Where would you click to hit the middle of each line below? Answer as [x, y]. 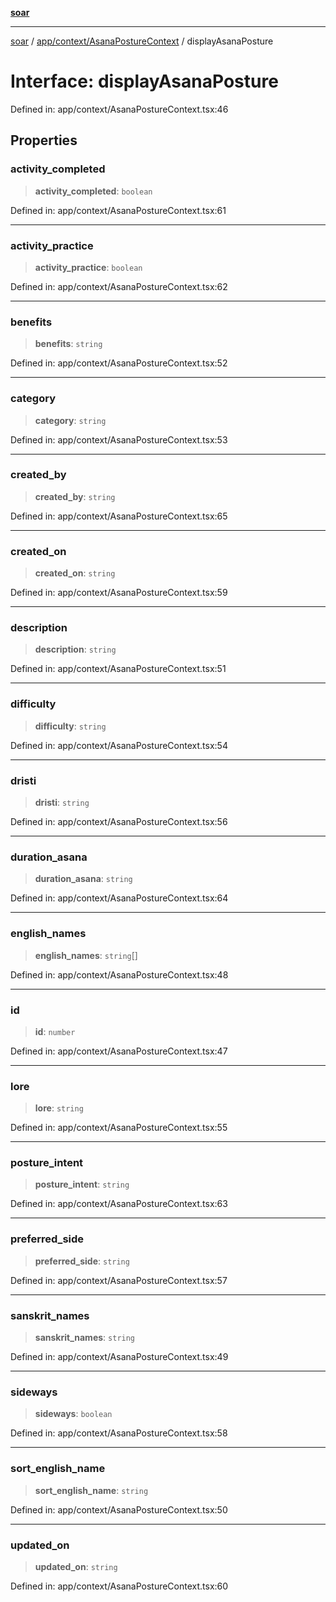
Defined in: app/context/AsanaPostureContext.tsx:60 [119, 1586]
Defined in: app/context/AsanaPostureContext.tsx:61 [118, 210]
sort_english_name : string [91, 1490]
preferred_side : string [82, 1261]
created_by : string [75, 496]
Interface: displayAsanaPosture [144, 81]
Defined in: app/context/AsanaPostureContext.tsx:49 [119, 1357]
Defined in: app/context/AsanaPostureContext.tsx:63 [119, 1204]
